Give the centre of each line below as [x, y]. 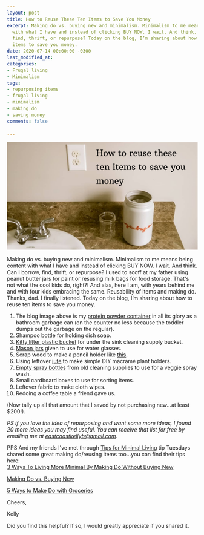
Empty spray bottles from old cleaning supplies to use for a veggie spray [106, 367]
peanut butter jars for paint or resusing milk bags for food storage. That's [98, 278]
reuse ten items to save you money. [51, 304]
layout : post [23, 13]
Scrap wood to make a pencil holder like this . [71, 355]
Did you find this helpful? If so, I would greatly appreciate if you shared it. [98, 525]
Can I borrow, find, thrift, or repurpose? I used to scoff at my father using [97, 272]
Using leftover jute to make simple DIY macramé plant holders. [94, 361]
